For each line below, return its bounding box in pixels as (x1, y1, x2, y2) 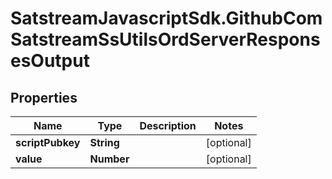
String (89, 136, 120, 149)
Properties (10, 89, 78, 106)
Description (139, 119, 197, 132)
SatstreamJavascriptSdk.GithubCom (10, 7, 323, 30)
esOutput (10, 50, 90, 72)
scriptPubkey (15, 136, 81, 149)
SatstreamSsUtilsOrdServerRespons (10, 28, 321, 51)
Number (89, 152, 130, 166)
